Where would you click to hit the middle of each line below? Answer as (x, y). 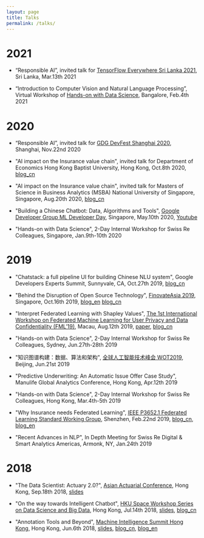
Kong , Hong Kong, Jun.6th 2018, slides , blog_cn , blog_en (86, 528)
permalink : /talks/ (31, 23)
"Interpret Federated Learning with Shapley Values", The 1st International (106, 314)
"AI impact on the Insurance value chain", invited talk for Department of (104, 161)
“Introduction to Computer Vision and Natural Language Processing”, (101, 88)
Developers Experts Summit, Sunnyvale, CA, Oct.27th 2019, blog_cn (100, 283)
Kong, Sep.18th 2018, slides (49, 492)
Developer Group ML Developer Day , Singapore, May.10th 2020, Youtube (106, 218)
